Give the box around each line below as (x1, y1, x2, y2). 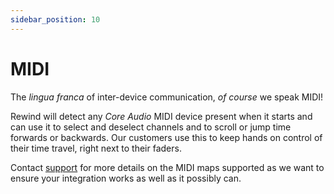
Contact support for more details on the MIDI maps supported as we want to (10, 161, 325, 173)
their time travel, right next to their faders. (10, 142, 182, 154)
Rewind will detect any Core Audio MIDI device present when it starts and (10, 110, 313, 122)
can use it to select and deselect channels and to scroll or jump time (10, 121, 292, 133)
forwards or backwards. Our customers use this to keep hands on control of (10, 131, 323, 143)
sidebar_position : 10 (10, 14, 101, 25)
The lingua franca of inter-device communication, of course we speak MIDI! (10, 91, 324, 103)
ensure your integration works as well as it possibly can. (10, 172, 242, 184)
